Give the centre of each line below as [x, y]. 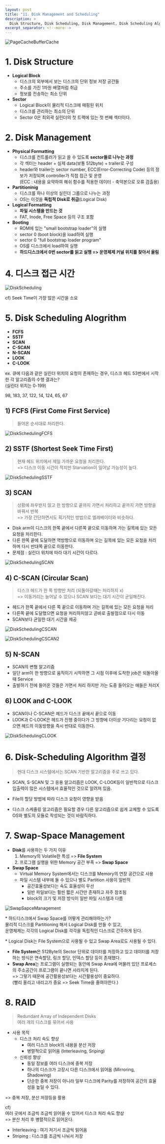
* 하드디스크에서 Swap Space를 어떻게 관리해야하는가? [58, 918]
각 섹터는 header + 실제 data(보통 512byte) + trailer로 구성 [77, 163]
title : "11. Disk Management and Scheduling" [52, 14]
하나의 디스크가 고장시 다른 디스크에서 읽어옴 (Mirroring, [81, 1069]
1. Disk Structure [39, 62]
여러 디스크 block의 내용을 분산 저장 [61, 1044]
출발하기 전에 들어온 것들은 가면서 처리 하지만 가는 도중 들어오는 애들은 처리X [86, 685]
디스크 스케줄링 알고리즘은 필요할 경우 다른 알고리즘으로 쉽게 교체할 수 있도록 [86, 809]
